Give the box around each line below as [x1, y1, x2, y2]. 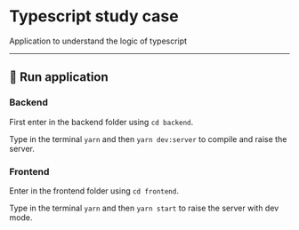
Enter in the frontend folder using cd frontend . [9, 185, 180, 196]
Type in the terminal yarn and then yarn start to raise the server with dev [9, 202, 279, 213]
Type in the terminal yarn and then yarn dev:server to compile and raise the [9, 133, 287, 144]
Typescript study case [9, 6, 180, 27]
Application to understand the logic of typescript [9, 36, 188, 46]
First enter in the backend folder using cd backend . [9, 116, 194, 127]
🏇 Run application [9, 69, 109, 85]
